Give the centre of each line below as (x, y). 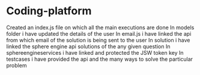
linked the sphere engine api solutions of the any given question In (88, 46)
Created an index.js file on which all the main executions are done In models (100, 27)
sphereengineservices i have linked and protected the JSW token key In (95, 52)
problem (17, 65)
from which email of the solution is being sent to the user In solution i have (98, 40)
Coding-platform (49, 11)
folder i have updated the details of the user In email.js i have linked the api (99, 33)
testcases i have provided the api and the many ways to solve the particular (100, 59)
